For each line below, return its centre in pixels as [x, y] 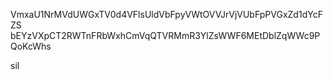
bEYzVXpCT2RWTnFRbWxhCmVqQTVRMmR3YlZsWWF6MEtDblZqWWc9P [165, 35]
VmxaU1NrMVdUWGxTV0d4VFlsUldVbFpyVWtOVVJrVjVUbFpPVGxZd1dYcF [166, 14]
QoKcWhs [31, 46]
